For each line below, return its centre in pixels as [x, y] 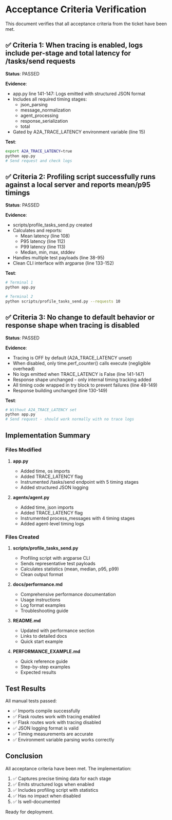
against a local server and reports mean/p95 [78, 185]
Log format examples [43, 605]
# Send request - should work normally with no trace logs [70, 419]
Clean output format [42, 575]
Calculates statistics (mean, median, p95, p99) [70, 569]
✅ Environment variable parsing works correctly [63, 739]
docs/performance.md [37, 584]
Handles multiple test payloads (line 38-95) [59, 258]
